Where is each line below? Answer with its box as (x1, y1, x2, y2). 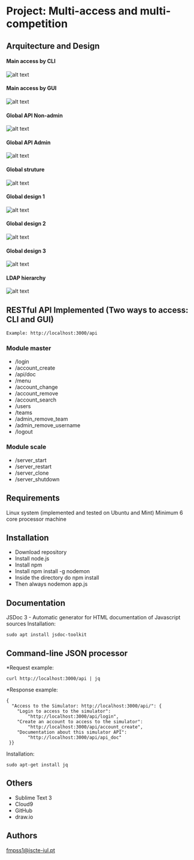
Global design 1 (6, 193, 45, 200)
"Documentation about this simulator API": (17, 729, 128, 736)
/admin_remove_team (14, 415, 68, 422)
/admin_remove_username (14, 421, 81, 428)
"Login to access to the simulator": (17, 708, 111, 715)
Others (6, 778, 33, 789)
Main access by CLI (6, 58, 56, 65)
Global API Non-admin (6, 112, 63, 119)
